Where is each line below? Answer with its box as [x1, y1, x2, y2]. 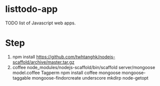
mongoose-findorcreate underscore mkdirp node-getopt [31, 75, 148, 81]
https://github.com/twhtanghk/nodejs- [36, 54, 115, 60]
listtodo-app [5, 3, 58, 15]
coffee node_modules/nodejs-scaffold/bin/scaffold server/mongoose [12, 64, 155, 70]
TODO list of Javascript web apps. [5, 20, 76, 26]
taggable [12, 75, 31, 81]
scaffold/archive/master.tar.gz [12, 59, 75, 65]
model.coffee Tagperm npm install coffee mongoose [12, 70, 121, 76]
